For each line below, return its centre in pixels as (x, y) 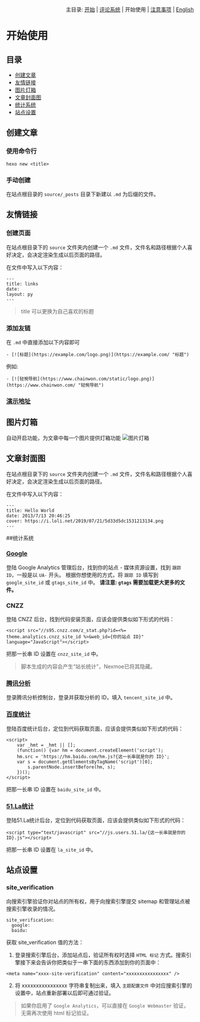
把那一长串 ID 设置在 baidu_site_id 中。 (55, 789)
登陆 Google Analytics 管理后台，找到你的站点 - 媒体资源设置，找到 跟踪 (94, 567)
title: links (22, 284)
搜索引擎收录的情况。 (32, 909)
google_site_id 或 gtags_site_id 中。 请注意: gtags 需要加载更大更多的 (93, 582)
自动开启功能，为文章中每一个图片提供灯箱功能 (63, 438)
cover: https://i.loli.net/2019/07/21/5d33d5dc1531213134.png (85, 521)
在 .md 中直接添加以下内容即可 (43, 342)
